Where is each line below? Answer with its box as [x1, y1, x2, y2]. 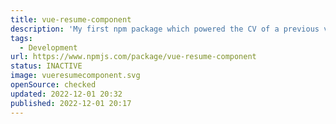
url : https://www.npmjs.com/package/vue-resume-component [10, 52, 257, 62]
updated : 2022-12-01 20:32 [10, 89, 123, 99]
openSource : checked [10, 80, 97, 90]
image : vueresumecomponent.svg [10, 71, 141, 81]
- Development [19, 42, 78, 53]
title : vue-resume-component [10, 14, 132, 25]
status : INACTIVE [10, 61, 83, 71]
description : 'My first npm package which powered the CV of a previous [10, 24, 320, 34]
